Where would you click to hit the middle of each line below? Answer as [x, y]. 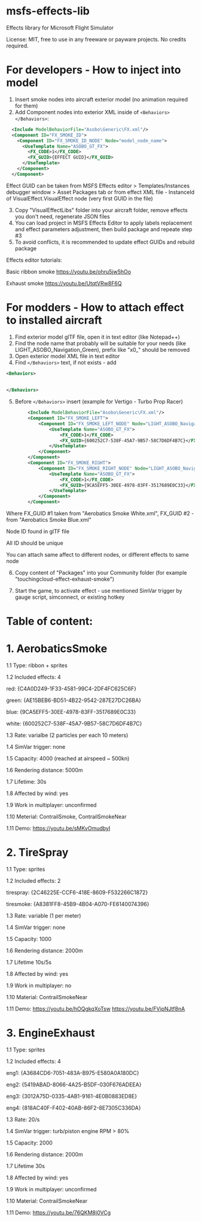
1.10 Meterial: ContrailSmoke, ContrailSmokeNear [66, 817]
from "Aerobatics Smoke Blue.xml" [49, 520]
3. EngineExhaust [51, 1033]
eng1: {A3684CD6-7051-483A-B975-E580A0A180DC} [73, 1073]
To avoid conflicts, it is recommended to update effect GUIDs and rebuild [105, 242]
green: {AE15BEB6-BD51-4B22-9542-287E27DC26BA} [74, 700]
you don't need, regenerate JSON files [62, 216]
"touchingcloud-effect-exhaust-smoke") [65, 579]
